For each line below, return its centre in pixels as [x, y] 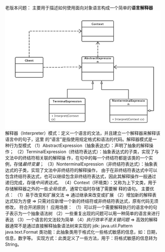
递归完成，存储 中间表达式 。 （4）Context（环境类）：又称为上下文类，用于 [81, 182]
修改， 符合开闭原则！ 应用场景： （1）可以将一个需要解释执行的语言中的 [79, 207]
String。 [14, 244]
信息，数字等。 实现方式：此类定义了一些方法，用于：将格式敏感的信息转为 [81, 238]
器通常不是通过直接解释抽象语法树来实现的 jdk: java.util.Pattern [69, 226]
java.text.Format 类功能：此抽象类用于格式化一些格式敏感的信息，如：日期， [82, 232]
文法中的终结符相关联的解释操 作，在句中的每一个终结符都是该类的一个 [77, 158]
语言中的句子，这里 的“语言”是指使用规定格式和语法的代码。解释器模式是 [79, 139]
